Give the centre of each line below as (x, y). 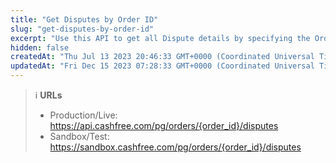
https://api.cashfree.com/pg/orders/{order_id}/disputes (164, 125)
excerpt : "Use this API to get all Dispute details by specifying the (160, 38)
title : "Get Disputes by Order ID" (84, 19)
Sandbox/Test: (79, 136)
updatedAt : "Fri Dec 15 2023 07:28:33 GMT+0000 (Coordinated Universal (162, 66)
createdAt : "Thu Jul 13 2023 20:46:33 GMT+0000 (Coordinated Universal (162, 57)
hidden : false (40, 47)
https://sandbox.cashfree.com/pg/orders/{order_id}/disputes (175, 147)
